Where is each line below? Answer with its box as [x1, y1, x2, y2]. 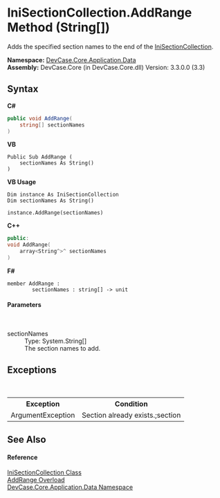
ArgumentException [10, 410, 75, 420]
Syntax [7, 83, 39, 95]
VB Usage [7, 178, 37, 186]
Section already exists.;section [82, 410, 181, 420]
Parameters [7, 301, 42, 309]
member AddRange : [7, 280, 60, 287]
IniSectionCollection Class [7, 468, 82, 477]
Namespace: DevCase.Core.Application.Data [7, 55, 136, 64]
